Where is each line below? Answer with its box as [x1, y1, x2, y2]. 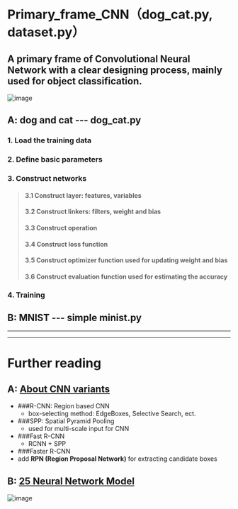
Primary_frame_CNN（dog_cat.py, [7, 6, 213, 23]
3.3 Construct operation [24, 223, 98, 232]
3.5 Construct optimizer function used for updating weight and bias [24, 256, 228, 264]
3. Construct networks [7, 174, 87, 184]
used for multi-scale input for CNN [28, 425, 130, 433]
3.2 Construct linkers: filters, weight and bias [24, 207, 161, 216]
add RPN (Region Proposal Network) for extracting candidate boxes [17, 454, 217, 463]
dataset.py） [7, 24, 85, 40]
